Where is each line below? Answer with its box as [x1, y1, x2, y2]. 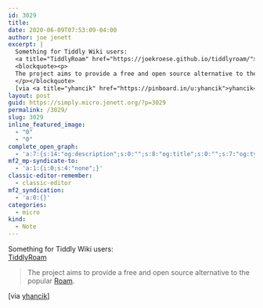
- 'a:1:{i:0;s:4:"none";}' [15, 165, 103, 172]
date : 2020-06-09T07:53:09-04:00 [8, 26, 117, 34]
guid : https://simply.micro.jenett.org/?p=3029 [8, 99, 167, 107]
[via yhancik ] [8, 292, 50, 300]
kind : [8, 216, 26, 223]
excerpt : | [8, 41, 44, 49]
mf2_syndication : [8, 186, 65, 194]
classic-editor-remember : [8, 172, 92, 180]
